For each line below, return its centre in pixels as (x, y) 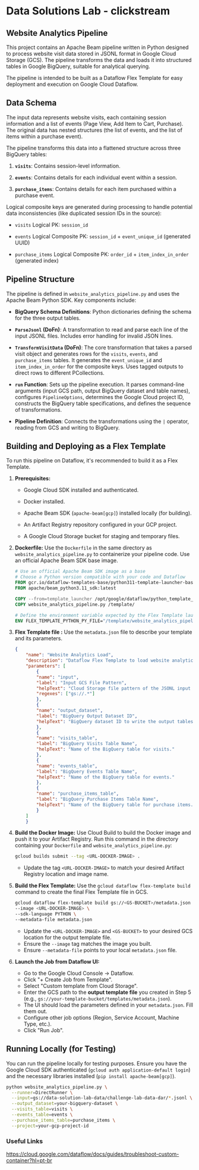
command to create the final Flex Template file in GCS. (81, 892)
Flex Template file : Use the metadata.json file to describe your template (103, 632)
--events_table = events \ (42, 1115)
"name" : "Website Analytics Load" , (70, 655)
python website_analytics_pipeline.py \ (57, 1087)
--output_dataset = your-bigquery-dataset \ (65, 1104)
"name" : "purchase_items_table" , (78, 794)
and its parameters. (39, 638)
